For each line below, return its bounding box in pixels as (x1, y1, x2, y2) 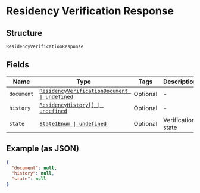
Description (162, 77, 198, 86)
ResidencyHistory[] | (39, 101, 101, 108)
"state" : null (11, 176, 46, 182)
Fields (6, 60, 30, 70)
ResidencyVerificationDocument (39, 88, 128, 94)
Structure (6, 28, 43, 38)
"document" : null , (11, 165, 58, 171)
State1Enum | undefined (39, 120, 107, 127)
